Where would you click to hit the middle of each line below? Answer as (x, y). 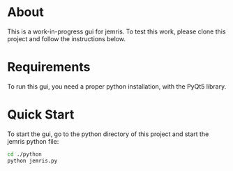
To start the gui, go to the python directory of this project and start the (108, 134)
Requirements (49, 67)
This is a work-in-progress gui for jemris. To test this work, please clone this (116, 31)
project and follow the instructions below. (67, 38)
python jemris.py (32, 161)
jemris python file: (33, 141)
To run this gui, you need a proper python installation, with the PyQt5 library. (117, 86)
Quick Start (41, 115)
